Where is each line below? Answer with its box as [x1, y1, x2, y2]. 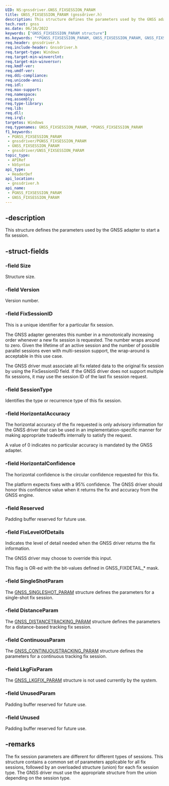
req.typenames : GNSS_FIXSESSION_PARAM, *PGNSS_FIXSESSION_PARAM [5, 125, 143, 130]
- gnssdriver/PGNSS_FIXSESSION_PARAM [7, 139, 87, 144]
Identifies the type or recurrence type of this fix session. [5, 398, 122, 404]
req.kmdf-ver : [5, 64, 35, 69]
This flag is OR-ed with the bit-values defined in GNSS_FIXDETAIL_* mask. [5, 565, 159, 571]
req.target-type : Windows [5, 49, 59, 54]
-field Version [5, 286, 40, 293]
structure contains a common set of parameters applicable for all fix [5, 759, 146, 765]
